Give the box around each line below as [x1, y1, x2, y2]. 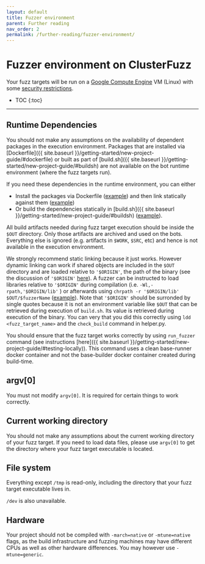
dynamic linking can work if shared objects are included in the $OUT [6, 261, 175, 269]
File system [6, 463, 51, 473]
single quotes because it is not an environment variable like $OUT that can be [6, 300, 198, 307]
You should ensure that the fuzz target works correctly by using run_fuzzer [6, 331, 195, 339]
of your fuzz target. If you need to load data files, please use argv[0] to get [6, 438, 195, 446]
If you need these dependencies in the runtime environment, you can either [6, 180, 196, 188]
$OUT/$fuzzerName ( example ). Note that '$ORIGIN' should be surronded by [6, 294, 191, 301]
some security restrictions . [6, 85, 74, 92]
